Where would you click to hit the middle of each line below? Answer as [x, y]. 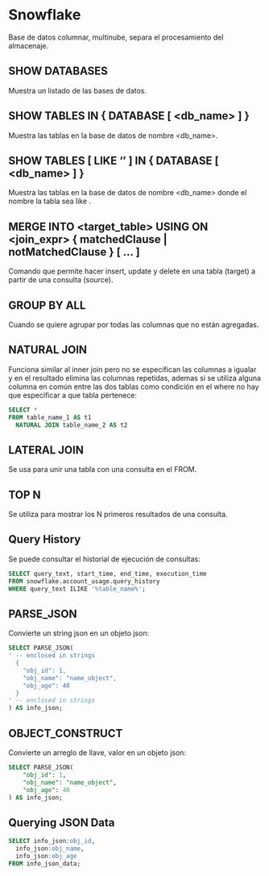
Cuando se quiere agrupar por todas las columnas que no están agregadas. [134, 325]
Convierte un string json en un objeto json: [79, 633]
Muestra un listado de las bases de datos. [78, 90]
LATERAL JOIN [46, 450]
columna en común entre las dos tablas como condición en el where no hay [134, 386]
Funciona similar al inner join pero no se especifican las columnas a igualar [132, 369]
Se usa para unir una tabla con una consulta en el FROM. [103, 469]
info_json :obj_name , [50, 849]
